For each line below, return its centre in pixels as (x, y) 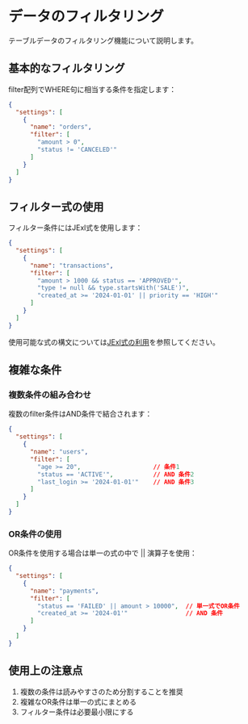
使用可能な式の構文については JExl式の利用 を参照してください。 (114, 342)
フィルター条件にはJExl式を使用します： (76, 228)
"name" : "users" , (59, 452)
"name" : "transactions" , (71, 266)
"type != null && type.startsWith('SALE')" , (113, 288)
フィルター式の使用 (56, 207)
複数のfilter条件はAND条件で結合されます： (80, 414)
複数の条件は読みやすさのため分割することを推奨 (101, 692)
